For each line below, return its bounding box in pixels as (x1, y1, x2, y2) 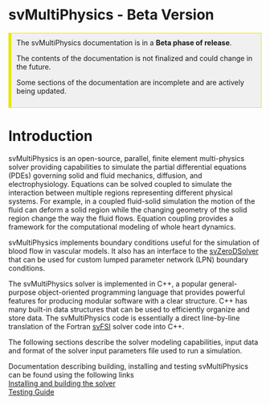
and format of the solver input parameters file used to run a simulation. (8, 345, 243, 355)
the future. (16, 62, 51, 72)
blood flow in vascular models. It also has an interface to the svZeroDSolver (8, 246, 259, 255)
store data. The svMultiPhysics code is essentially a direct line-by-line (8, 312, 240, 323)
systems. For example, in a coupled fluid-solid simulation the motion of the (8, 196, 256, 206)
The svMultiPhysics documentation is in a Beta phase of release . (16, 38, 232, 48)
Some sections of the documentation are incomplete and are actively (16, 77, 245, 87)
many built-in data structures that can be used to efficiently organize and (8, 304, 251, 314)
